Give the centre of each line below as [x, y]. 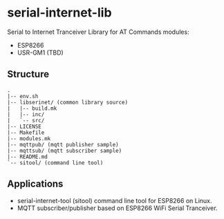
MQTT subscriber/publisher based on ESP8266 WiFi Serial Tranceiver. [117, 208]
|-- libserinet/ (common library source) [68, 102]
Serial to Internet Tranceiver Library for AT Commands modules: [98, 32]
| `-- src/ [26, 120]
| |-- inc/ [26, 114]
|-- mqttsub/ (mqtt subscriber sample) [65, 151]
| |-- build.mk [32, 108]
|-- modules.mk [29, 139]
